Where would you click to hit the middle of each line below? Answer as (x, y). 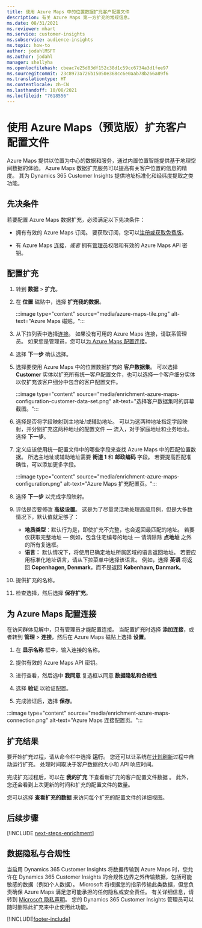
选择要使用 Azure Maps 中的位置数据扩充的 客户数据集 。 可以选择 (96, 367)
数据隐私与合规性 (38, 854)
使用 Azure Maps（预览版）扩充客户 (97, 127)
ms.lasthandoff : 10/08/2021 (42, 90)
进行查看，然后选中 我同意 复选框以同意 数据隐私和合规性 (86, 676)
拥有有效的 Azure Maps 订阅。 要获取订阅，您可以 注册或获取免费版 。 (101, 232)
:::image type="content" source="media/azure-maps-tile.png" (93, 314)
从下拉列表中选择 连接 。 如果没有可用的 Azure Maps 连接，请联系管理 (101, 334)
